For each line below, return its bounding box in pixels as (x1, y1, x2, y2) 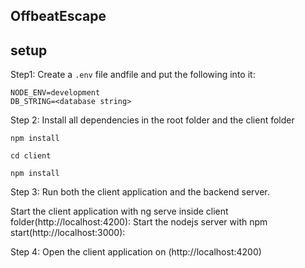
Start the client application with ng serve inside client (10, 205, 229, 218)
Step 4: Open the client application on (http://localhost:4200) (10, 246, 262, 258)
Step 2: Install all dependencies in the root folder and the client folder (10, 114, 295, 126)
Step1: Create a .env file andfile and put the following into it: (10, 69, 256, 81)
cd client (10, 151, 52, 161)
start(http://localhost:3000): (10, 227, 126, 239)
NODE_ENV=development (10, 88, 101, 98)
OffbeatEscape (10, 8, 107, 25)
